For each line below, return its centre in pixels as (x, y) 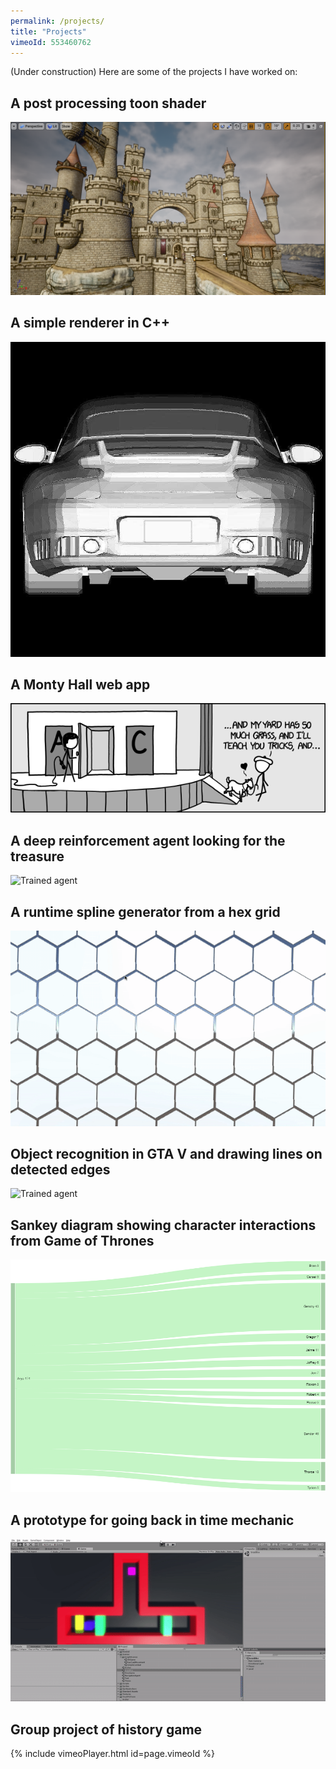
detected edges (60, 1169)
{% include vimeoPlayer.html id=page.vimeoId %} (112, 1754)
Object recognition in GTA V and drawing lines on (166, 1153)
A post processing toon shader (108, 103)
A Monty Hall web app (80, 684)
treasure (37, 856)
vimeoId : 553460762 (51, 42)
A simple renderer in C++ (90, 323)
